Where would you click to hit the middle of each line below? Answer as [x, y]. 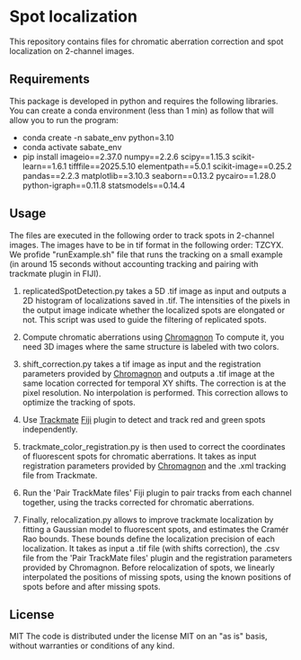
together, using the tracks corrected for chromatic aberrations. [138, 502]
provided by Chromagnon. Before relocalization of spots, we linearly [149, 567]
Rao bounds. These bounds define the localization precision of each [149, 539]
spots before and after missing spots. [91, 586]
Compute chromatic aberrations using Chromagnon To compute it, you [153, 337]
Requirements [49, 80]
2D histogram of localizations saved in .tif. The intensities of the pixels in [156, 300]
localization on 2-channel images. [72, 50]
